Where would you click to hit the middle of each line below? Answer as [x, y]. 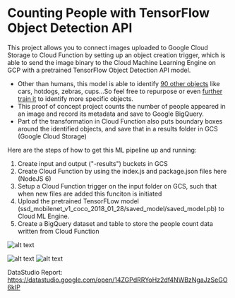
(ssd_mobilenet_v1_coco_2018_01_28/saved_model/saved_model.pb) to [121, 208]
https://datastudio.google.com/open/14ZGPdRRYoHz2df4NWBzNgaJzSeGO [117, 280]
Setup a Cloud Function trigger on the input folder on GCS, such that [117, 186]
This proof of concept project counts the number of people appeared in [121, 106]
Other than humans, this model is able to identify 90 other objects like [119, 83]
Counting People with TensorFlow [109, 13]
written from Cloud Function [59, 231]
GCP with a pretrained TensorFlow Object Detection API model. [99, 70]
